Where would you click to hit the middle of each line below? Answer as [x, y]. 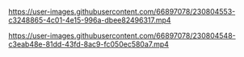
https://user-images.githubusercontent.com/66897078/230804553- [122, 12]
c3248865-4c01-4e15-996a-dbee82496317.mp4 [90, 20]
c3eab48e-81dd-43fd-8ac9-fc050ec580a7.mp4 [89, 44]
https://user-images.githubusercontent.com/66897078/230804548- [122, 36]
